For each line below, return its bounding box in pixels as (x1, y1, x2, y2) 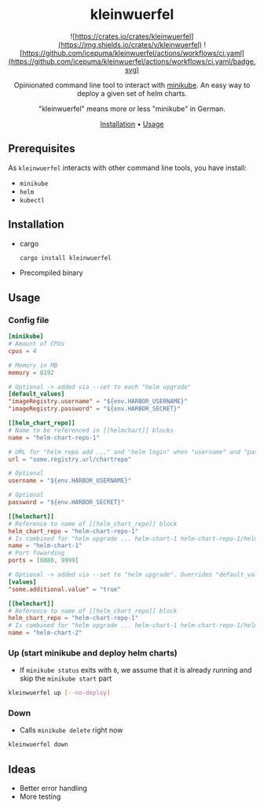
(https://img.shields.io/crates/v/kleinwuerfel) (57, 39, 203, 49)
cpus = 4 (8, 347, 37, 355)
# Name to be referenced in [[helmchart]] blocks (8, 426, 174, 434)
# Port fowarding (8, 549, 65, 557)
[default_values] (8, 390, 65, 399)
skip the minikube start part (19, 674, 112, 683)
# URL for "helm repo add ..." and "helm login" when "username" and (8, 447, 241, 456)
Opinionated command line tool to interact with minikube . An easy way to (13, 80, 251, 90)
